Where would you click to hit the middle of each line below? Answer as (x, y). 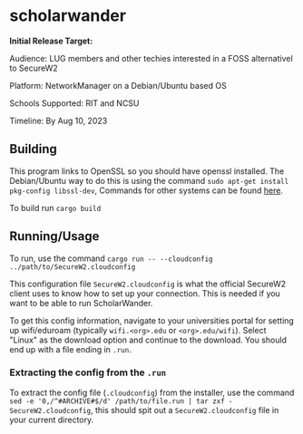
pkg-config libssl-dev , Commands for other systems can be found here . (147, 190)
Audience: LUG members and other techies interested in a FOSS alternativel (151, 58)
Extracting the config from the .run (88, 372)
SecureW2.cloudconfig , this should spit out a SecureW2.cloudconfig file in (144, 410)
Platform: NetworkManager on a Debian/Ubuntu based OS (118, 85)
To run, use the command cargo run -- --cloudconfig (111, 258)
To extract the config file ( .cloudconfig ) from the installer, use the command (152, 392)
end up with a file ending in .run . (70, 349)
